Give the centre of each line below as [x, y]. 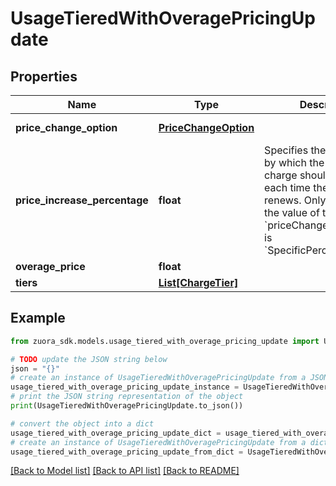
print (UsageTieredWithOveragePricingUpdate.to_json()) [127, 406]
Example [38, 318]
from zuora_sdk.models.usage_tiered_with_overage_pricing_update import [165, 341]
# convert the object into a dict [82, 423]
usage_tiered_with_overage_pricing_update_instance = [125, 387]
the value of [292, 212]
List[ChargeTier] [198, 282]
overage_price [50, 266]
